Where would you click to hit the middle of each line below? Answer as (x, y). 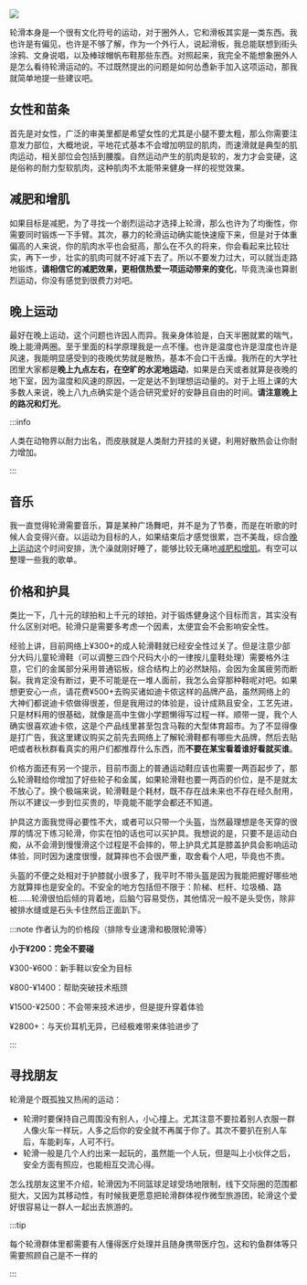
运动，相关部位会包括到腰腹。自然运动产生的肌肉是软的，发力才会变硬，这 (157, 156)
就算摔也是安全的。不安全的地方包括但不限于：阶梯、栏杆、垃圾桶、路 (149, 887)
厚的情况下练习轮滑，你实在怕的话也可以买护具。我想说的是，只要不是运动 (149, 834)
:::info (20, 422)
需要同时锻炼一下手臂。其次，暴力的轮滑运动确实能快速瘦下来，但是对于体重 (153, 234)
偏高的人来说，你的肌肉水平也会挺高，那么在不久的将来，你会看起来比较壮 (149, 246)
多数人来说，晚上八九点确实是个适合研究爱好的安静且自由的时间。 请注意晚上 (153, 392)
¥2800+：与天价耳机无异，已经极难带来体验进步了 (104, 1026)
